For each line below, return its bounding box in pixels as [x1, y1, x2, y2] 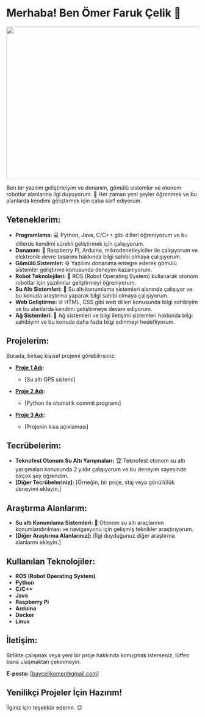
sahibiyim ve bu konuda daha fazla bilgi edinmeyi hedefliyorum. [15, 318, 175, 326]
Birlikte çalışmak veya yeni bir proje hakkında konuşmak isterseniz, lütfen [6, 651, 190, 658]
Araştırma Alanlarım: [6, 503, 87, 513]
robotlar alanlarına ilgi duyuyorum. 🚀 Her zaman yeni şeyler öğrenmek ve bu [6, 190, 197, 198]
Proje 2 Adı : [15, 387, 46, 394]
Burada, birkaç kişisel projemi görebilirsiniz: [6, 352, 116, 359]
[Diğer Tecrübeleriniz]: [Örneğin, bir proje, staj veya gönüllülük [15, 479, 175, 486]
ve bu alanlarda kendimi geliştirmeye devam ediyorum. [15, 305, 153, 312]
